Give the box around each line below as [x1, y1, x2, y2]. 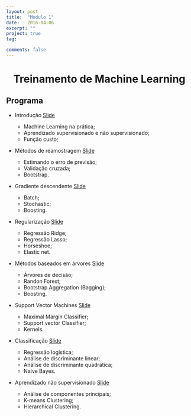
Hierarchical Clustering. [23, 403, 82, 410]
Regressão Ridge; [23, 229, 67, 237]
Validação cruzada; [23, 165, 71, 172]
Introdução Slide [14, 111, 55, 118]
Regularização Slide [14, 218, 64, 225]
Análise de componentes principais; [23, 390, 111, 397]
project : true [6, 31, 41, 37]
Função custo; [23, 136, 59, 143]
